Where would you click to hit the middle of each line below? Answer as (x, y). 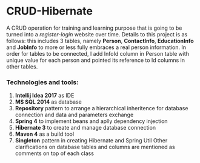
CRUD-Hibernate (49, 11)
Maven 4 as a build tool (45, 134)
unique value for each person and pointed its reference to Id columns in (95, 60)
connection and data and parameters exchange (74, 115)
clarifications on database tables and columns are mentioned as (95, 147)
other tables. (22, 66)
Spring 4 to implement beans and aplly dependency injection (91, 121)
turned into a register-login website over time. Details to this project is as (97, 34)
